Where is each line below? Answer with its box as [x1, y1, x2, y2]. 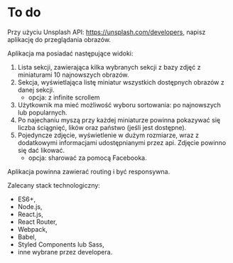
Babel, [17, 232, 37, 241]
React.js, [17, 210, 44, 218]
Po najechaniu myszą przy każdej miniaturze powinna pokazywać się [17, 115, 221, 124]
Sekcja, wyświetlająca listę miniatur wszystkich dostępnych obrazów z [17, 77, 225, 86]
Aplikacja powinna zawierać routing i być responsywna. [7, 167, 170, 176]
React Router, [17, 218, 58, 226]
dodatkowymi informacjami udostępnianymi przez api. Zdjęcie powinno [17, 138, 227, 146]
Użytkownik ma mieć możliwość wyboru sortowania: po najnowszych [17, 100, 222, 109]
